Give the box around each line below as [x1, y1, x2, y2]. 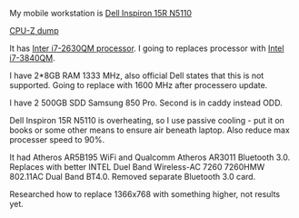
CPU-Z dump [9, 25, 59, 35]
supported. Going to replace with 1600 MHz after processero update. [9, 80, 268, 90]
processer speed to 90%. [9, 134, 105, 144]
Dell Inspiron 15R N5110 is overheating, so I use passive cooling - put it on [9, 115, 284, 125]
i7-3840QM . [9, 53, 56, 63]
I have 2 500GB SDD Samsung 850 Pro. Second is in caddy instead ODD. [9, 97, 284, 108]
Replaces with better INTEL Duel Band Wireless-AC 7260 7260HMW [9, 162, 265, 172]
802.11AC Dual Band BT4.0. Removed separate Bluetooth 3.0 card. [9, 172, 256, 182]
